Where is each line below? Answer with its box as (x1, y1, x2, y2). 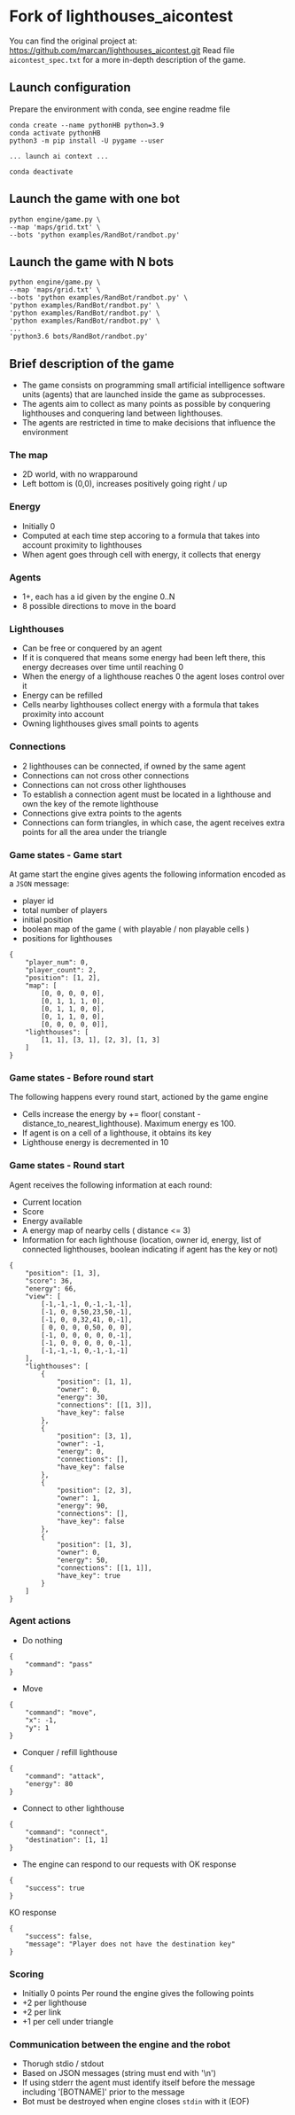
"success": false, (25, 1932, 93, 1940)
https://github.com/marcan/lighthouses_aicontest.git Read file (9, 44, 235, 55)
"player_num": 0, (25, 957, 89, 967)
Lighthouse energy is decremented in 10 (21, 1137, 169, 1148)
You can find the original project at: (9, 35, 137, 46)
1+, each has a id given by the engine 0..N (21, 591, 175, 602)
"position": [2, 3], (56, 1486, 133, 1495)
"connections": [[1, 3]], (56, 1401, 152, 1409)
